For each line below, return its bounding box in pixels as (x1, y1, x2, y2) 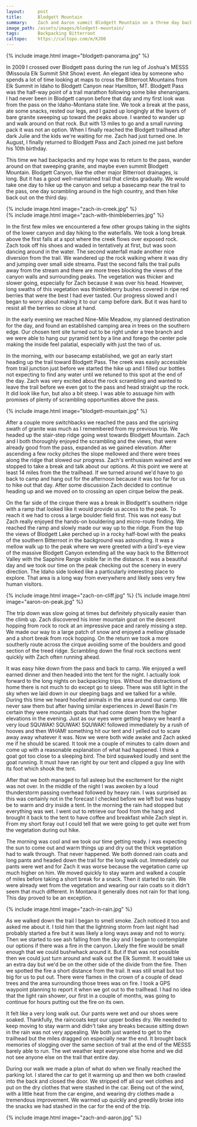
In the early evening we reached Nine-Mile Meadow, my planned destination (6, 316, 191, 323)
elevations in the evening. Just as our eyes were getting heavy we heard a (6, 715, 185, 722)
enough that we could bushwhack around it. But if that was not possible (6, 948, 179, 955)
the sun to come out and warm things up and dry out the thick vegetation (6, 844, 183, 851)
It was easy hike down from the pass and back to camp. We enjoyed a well (6, 665, 186, 672)
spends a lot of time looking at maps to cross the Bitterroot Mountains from (6, 76, 188, 83)
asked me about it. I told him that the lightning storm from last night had (6, 923, 179, 930)
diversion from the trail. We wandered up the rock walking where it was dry (6, 255, 188, 261)
